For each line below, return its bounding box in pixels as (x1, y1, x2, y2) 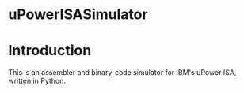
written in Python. (8, 76, 66, 86)
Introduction (8, 42, 92, 60)
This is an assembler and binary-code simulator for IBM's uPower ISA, (8, 68, 237, 77)
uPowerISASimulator (8, 6, 148, 24)
